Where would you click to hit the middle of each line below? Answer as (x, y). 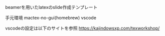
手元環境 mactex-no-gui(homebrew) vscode (51, 18)
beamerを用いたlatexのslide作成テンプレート (51, 7)
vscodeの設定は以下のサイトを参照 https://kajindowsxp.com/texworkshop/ (82, 28)
